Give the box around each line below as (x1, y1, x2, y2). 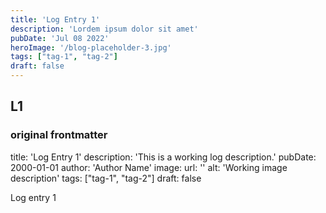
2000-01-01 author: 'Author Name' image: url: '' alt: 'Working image (10, 161, 288, 173)
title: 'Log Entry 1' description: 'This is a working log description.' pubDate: (10, 151, 317, 163)
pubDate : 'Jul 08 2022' (10, 33, 110, 43)
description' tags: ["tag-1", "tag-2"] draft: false (10, 172, 202, 184)
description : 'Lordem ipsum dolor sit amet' (10, 24, 199, 34)
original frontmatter (10, 128, 108, 142)
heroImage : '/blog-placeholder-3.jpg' (10, 42, 172, 53)
